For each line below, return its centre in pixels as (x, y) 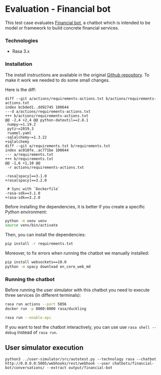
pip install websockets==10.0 (36, 262)
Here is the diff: (21, 89)
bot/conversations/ (25, 368)
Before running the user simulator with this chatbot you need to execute (78, 290)
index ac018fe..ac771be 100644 (37, 150)
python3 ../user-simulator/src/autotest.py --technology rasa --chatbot (81, 359)
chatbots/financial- (133, 363)
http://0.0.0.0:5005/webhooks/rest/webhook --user (58, 363)
